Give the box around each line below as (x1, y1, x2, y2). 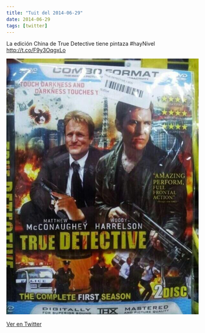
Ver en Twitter (6, 320, 42, 328)
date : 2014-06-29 (6, 16, 51, 23)
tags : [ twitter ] (6, 23, 48, 29)
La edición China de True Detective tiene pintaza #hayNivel (6, 40, 156, 47)
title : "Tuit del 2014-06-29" (6, 10, 84, 16)
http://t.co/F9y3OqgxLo (6, 46, 66, 54)
